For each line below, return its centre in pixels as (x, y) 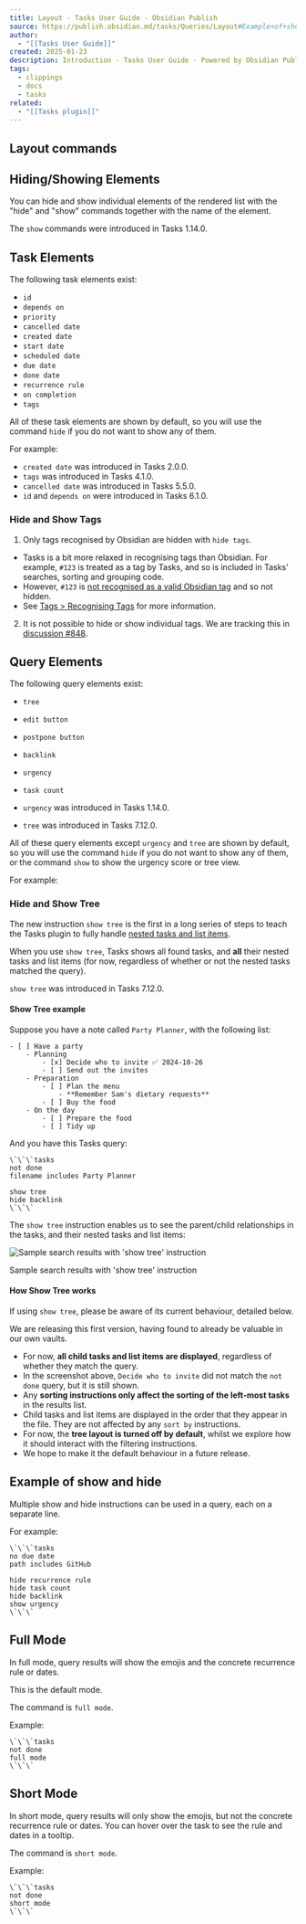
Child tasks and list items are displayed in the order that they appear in (155, 1415)
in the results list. (55, 1405)
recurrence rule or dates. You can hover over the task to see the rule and (146, 1825)
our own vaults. (39, 1338)
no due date (32, 1556)
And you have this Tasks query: (68, 1143)
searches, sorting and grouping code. (93, 576)
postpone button (53, 738)
